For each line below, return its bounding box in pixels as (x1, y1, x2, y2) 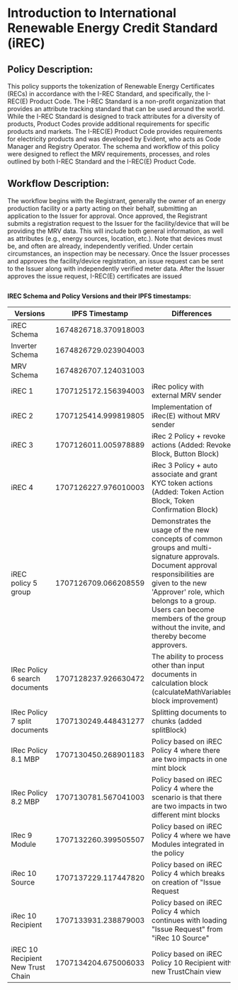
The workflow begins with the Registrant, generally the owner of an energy (7, 196, 226, 205)
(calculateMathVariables (151, 687, 232, 697)
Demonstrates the (151, 516, 211, 525)
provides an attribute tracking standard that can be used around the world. (7, 105, 225, 113)
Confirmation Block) (151, 504, 219, 514)
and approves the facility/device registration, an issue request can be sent (7, 256, 224, 265)
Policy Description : (7, 63, 93, 75)
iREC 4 (11, 482, 34, 492)
